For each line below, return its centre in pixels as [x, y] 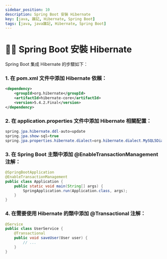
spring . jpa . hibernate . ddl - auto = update [45, 132]
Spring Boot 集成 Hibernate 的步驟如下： [47, 64]
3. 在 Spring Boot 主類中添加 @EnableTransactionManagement [82, 154]
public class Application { [34, 181]
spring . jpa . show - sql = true [32, 136]
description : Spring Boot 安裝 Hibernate [48, 14]
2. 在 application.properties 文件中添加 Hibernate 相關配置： [78, 121]
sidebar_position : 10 [28, 10]
